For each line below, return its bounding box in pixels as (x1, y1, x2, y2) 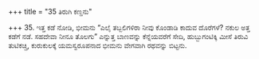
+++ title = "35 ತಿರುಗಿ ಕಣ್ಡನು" (8, 7, 92, 16)
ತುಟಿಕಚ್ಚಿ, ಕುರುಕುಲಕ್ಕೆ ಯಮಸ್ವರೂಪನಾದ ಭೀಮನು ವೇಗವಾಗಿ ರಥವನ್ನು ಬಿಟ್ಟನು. (8, 41, 187, 50)
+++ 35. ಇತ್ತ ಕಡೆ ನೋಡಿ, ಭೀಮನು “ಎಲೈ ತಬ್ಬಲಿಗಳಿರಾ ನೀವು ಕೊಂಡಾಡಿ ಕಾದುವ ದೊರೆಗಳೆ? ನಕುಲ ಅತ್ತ (8, 23, 250, 32)
